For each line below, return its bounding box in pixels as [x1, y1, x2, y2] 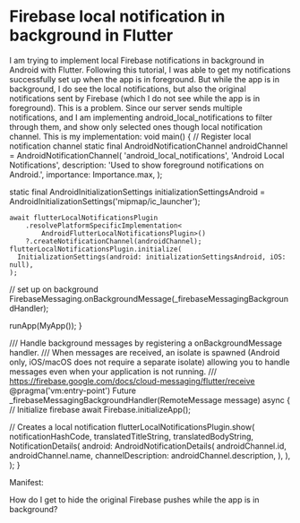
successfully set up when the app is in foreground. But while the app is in [9, 73, 280, 84]
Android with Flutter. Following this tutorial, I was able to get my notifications [9, 64, 291, 75]
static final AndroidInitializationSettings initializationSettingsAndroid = [9, 186, 266, 197]
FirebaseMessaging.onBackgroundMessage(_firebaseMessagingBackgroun [9, 293, 289, 304]
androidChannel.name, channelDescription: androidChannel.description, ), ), [9, 450, 291, 460]
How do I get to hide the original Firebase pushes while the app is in [9, 494, 260, 505]
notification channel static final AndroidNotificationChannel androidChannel [9, 141, 288, 151]
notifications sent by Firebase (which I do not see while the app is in [9, 92, 261, 104]
